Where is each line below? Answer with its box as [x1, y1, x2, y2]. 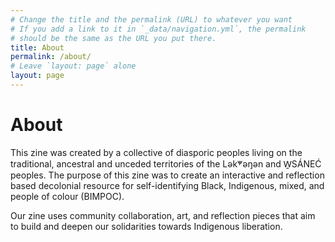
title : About [10, 42, 65, 53]
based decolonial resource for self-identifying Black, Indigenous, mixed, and [10, 179, 325, 191]
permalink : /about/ [10, 52, 92, 62]
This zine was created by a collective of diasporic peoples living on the [10, 146, 303, 158]
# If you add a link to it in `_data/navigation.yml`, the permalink [10, 24, 307, 34]
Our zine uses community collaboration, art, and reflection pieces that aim [10, 209, 316, 221]
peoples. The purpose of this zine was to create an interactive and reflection [10, 169, 325, 181]
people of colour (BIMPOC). [10, 190, 125, 202]
